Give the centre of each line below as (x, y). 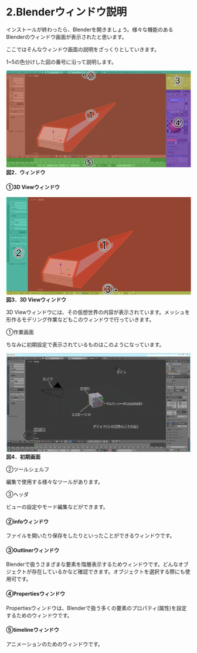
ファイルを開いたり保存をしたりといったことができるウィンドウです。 (91, 536)
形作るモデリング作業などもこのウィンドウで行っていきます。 (80, 319)
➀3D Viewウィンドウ (33, 187)
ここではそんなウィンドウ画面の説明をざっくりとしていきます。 (83, 49)
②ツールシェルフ (28, 469)
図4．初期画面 (23, 456)
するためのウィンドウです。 (39, 615)
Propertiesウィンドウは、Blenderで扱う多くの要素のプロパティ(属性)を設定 (96, 608)
